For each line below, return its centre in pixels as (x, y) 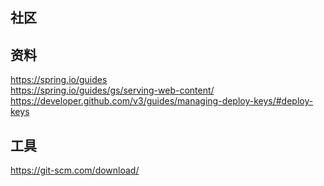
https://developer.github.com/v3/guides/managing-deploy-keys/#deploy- (162, 101)
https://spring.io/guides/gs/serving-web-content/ (112, 90)
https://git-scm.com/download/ (75, 170)
